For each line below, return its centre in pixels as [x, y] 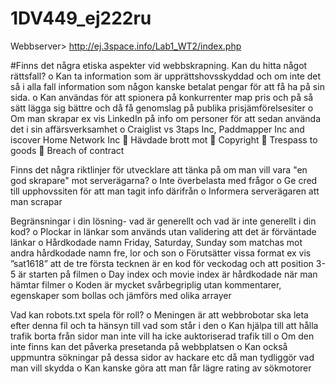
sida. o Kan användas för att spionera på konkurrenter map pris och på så [162, 97]
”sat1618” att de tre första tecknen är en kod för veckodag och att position [162, 263]
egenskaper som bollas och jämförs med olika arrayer [121, 295]
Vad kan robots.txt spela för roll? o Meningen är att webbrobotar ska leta [159, 314]
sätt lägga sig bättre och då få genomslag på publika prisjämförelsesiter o [162, 108]
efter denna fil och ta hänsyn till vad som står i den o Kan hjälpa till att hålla [164, 325]
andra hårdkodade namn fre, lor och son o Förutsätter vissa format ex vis [161, 253]
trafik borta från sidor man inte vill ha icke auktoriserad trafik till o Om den [162, 336]
